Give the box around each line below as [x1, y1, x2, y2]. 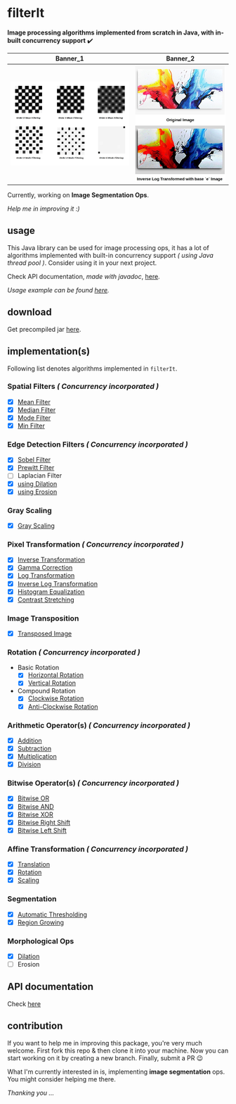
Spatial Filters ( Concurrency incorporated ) [7, 382, 159, 392]
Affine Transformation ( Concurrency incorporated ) [7, 844, 188, 854]
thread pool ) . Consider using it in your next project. [7, 259, 157, 267]
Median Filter [17, 405, 56, 414]
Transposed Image [17, 629, 72, 638]
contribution [7, 1020, 63, 1032]
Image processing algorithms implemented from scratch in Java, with [7, 28, 214, 37]
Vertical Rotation [27, 678, 76, 688]
